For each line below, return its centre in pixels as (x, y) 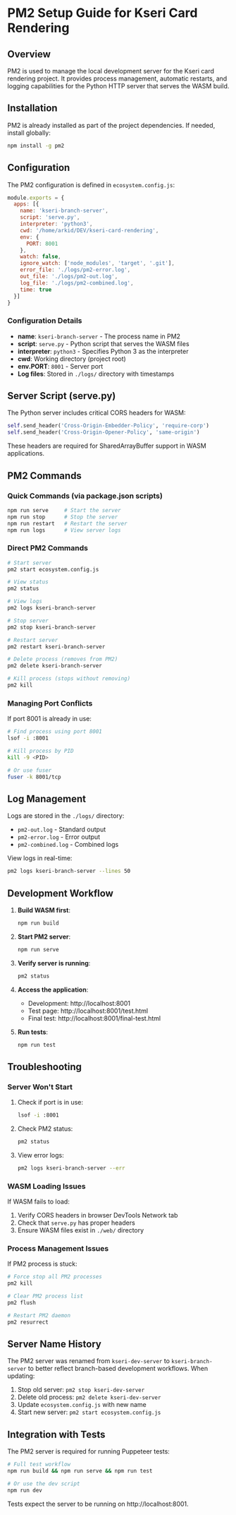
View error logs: (41, 1155)
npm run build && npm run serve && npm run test (80, 1471)
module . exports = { (36, 198)
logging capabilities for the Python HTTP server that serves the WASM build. (118, 86)
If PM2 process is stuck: (42, 1264)
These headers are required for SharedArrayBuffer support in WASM (107, 446)
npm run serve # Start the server (64, 510)
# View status (28, 582)
